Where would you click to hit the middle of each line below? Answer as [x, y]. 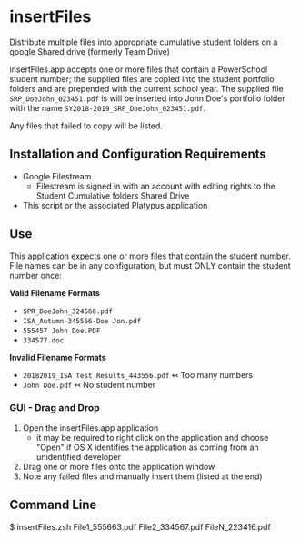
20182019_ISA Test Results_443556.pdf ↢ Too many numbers [137, 374]
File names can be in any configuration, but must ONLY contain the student [150, 265]
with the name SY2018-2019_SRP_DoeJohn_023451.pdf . [108, 107]
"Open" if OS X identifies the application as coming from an [147, 447]
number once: [35, 275]
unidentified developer [78, 456]
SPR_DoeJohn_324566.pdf [68, 311]
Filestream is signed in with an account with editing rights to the [155, 186]
